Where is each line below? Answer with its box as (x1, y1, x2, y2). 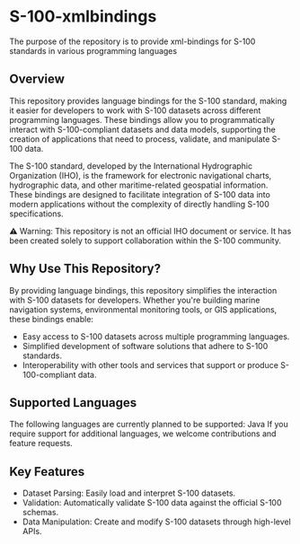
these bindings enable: (9, 313, 94, 324)
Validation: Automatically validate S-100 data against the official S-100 (22, 497, 282, 508)
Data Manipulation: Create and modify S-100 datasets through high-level (22, 516, 292, 527)
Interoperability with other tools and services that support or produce (22, 359, 278, 370)
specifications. (9, 208, 65, 219)
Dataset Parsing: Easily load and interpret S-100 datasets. (22, 487, 236, 499)
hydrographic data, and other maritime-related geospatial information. (9, 180, 269, 190)
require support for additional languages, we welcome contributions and (9, 428, 277, 439)
